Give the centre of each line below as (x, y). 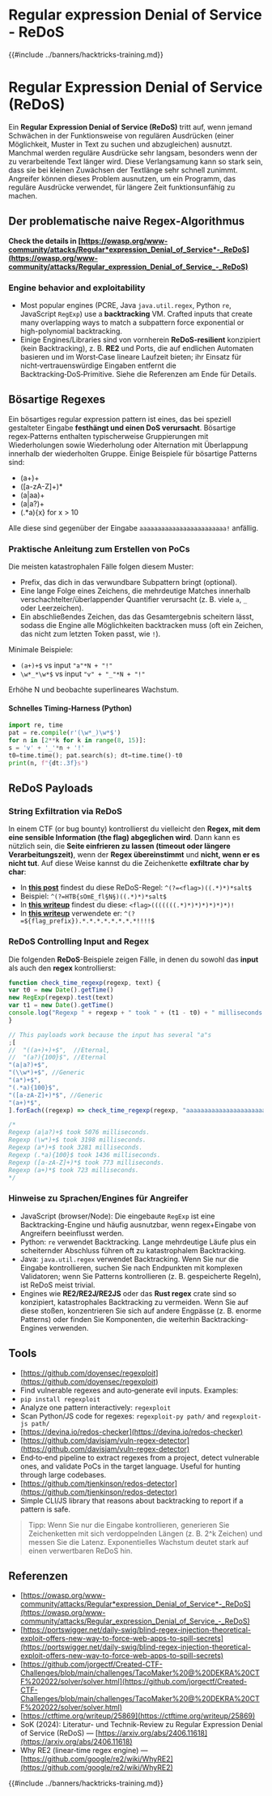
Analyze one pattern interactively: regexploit (96, 1407)
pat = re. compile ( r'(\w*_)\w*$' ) (65, 733)
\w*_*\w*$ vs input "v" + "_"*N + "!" (83, 674)
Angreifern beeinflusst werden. (72, 1233)
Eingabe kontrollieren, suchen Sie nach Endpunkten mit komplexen (131, 1267)
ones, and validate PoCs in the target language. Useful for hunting (130, 1466)
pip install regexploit (60, 1399)
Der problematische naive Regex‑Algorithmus (127, 222)
